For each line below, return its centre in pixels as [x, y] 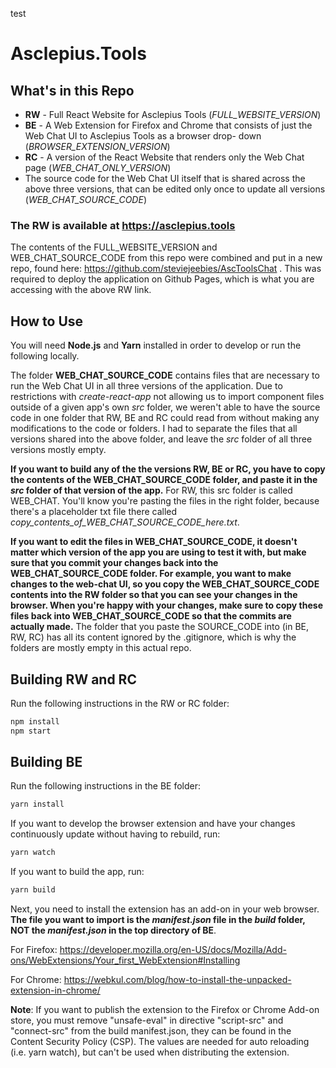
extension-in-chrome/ [55, 990]
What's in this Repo [72, 90]
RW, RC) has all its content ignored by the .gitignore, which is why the [153, 637]
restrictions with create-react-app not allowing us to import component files [167, 397]
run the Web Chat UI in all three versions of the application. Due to [146, 386]
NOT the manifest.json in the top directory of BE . [113, 930]
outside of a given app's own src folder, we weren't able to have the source [165, 407]
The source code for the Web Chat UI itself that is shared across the [165, 178]
